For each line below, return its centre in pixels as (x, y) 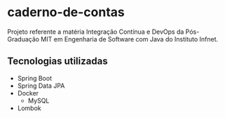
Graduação (23, 39)
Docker (28, 93)
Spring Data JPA (41, 86)
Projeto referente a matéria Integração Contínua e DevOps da (96, 32)
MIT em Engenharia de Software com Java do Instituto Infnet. (130, 39)
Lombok (29, 108)
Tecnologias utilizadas (57, 61)
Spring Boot (35, 78)
